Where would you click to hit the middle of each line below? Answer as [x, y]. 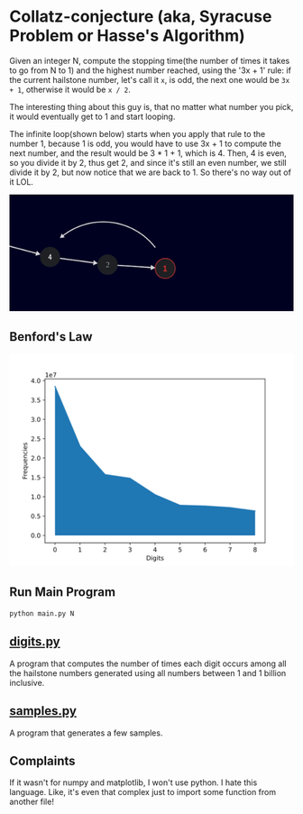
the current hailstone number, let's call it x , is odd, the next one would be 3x [150, 79]
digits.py [35, 642]
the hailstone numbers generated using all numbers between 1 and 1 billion [148, 672]
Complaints [42, 760]
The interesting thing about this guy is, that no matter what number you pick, [151, 106]
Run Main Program [62, 592]
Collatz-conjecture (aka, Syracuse [141, 17]
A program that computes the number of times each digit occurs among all [148, 663]
